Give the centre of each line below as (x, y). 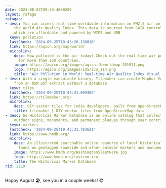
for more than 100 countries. (49, 60)
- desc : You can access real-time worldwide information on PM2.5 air (79, 23)
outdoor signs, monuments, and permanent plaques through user (81, 120)
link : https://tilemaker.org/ (41, 97)
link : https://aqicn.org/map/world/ (47, 47)
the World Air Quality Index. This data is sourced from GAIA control (88, 28)
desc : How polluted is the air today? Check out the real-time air (85, 56)
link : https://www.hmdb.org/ (40, 134)
